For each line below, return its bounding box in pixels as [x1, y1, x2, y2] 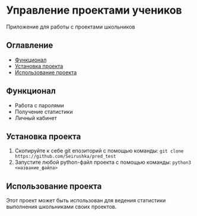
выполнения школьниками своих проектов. [6, 203, 117, 211]
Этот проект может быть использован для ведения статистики [6, 197, 166, 204]
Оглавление [6, 40, 53, 50]
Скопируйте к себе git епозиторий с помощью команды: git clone [14, 147, 184, 154]
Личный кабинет [14, 114, 58, 122]
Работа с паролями [14, 101, 64, 109]
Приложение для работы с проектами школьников [6, 23, 135, 30]
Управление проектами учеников [6, 4, 182, 17]
